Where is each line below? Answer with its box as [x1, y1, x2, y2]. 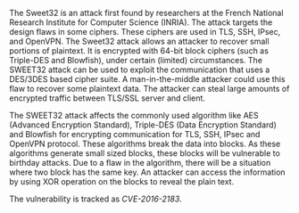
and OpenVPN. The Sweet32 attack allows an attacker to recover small [9, 36, 270, 46]
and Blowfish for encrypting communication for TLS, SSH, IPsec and [9, 129, 261, 139]
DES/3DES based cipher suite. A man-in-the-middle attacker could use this [9, 74, 286, 84]
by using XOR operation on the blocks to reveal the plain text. [9, 176, 235, 186]
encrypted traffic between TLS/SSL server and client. [9, 93, 205, 103]
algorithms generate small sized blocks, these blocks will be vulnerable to [9, 148, 281, 159]
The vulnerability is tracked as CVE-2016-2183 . [9, 193, 183, 204]
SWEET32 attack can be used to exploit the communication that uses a [9, 64, 270, 75]
